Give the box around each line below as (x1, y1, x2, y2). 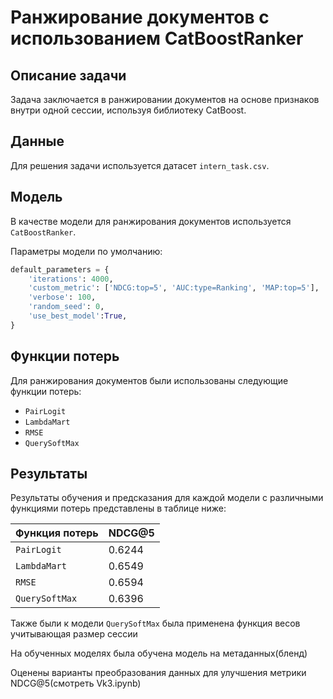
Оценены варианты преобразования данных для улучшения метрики (10, 667, 307, 679)
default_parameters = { (10, 264, 110, 275)
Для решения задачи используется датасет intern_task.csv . (10, 159, 270, 171)
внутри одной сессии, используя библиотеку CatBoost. (10, 104, 247, 116)
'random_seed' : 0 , (28, 302, 105, 312)
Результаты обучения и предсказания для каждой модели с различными (10, 492, 324, 504)
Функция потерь (15, 526, 99, 540)
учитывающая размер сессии (10, 628, 138, 640)
